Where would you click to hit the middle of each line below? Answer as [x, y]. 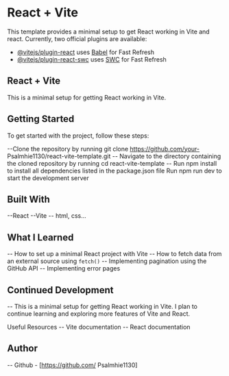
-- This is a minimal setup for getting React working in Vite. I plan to [102, 306]
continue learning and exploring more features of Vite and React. [99, 314]
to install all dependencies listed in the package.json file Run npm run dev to [114, 171]
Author [22, 348]
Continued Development [61, 290]
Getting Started [41, 119]
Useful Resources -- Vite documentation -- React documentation [99, 327]
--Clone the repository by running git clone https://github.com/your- [104, 149]
